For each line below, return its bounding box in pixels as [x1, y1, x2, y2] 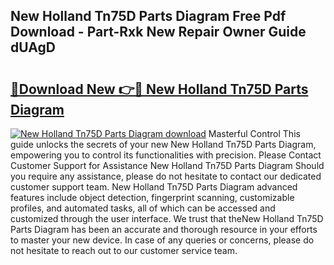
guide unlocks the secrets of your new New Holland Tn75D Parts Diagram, [10, 139, 317, 150]
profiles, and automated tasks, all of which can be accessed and [10, 202, 276, 214]
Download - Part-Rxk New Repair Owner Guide [10, 24, 307, 41]
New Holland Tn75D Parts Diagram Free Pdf [10, 8, 287, 25]
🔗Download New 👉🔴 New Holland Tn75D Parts [10, 80, 309, 98]
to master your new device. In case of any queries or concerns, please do [10, 234, 315, 246]
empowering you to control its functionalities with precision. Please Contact [10, 149, 322, 161]
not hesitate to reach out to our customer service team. [10, 245, 238, 256]
